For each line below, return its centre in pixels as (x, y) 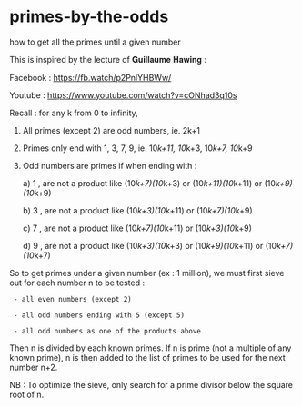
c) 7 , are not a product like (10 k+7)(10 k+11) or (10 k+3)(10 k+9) (137, 228)
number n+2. (34, 367)
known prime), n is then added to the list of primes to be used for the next (148, 357)
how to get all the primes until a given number (95, 42)
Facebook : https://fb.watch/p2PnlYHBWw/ (91, 77)
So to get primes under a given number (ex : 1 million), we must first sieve (147, 273)
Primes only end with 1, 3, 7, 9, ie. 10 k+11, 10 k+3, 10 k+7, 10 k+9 (137, 148)
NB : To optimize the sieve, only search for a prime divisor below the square (151, 384)
